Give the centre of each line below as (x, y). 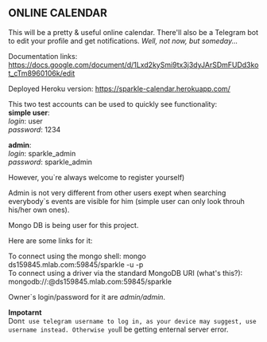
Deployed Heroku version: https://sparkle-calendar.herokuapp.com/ (119, 88)
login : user (26, 121)
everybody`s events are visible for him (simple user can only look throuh (126, 201)
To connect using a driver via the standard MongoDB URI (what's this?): (126, 273)
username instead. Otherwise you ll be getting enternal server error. (118, 329)
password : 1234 (35, 129)
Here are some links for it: (50, 240)
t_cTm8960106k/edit (42, 73)
